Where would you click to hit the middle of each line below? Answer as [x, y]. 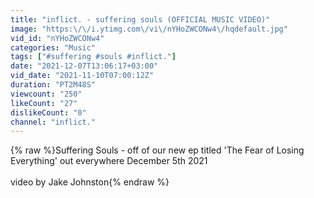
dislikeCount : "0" [48, 112]
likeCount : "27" [44, 103]
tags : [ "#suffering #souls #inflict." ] [93, 57]
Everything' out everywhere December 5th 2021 [109, 161]
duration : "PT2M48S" [53, 85]
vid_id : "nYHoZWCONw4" [57, 38]
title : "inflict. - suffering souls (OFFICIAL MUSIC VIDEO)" [140, 19]
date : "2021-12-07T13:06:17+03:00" [84, 66]
